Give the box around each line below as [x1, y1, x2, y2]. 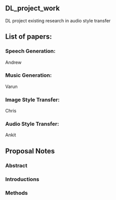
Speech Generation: [5, 48, 56, 55]
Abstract [5, 162, 28, 169]
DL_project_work [5, 4, 60, 13]
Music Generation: [5, 72, 52, 79]
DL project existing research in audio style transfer [5, 17, 111, 23]
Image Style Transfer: [5, 96, 60, 103]
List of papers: [5, 33, 52, 41]
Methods [5, 189, 28, 196]
